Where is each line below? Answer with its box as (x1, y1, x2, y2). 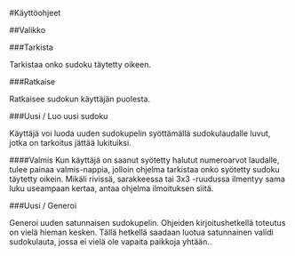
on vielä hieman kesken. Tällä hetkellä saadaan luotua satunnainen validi (9, 227, 274, 237)
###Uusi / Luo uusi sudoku (9, 111, 108, 121)
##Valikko (9, 25, 46, 35)
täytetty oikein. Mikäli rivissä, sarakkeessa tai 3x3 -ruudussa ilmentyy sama (9, 173, 286, 184)
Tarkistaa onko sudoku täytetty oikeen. (9, 60, 152, 69)
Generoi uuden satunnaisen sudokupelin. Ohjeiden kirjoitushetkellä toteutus (9, 218, 286, 228)
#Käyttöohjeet (9, 8, 61, 18)
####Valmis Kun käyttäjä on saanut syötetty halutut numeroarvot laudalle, (9, 155, 280, 165)
